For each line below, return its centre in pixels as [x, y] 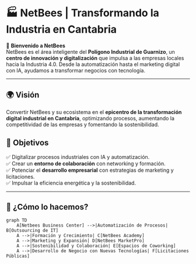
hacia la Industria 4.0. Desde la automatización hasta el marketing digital [93, 64]
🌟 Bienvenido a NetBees [36, 46]
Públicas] [18, 256]
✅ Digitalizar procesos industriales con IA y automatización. [78, 157]
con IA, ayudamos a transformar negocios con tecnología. [76, 70]
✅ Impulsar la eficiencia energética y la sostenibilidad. [71, 183]
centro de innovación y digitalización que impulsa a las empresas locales [95, 58]
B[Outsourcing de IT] [32, 231]
